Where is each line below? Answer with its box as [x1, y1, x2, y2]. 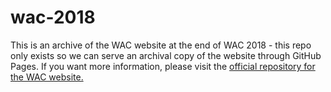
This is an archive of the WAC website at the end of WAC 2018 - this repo [10, 39, 312, 51]
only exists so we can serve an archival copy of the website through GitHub [10, 49, 322, 61]
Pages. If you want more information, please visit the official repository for [10, 60, 316, 72]
